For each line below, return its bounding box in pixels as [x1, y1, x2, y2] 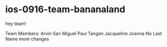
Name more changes [5, 36, 49, 42]
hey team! [5, 20, 26, 27]
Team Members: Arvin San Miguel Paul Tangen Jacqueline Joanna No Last [5, 30, 162, 36]
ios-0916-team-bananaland [5, 4, 126, 15]
